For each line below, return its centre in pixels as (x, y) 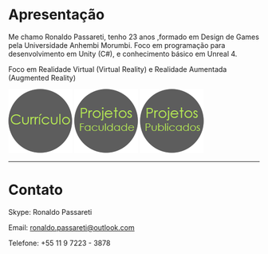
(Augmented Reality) (42, 77)
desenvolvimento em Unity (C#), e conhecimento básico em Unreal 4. (123, 54)
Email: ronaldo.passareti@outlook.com (71, 227)
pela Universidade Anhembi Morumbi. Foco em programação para (117, 45)
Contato (36, 190)
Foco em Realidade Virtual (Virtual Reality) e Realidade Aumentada (118, 69)
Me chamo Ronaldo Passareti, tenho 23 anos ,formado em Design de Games (134, 37)
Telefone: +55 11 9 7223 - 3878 (59, 243)
